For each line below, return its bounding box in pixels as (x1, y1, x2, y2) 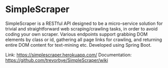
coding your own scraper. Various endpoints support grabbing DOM (5, 31, 148, 37)
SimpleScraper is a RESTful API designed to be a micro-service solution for (5, 20, 163, 26)
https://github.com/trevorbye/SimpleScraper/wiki (5, 57, 108, 63)
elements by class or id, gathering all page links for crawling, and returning (5, 37, 162, 43)
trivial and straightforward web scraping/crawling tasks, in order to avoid (5, 25, 158, 31)
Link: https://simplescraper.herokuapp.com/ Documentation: (5, 52, 132, 58)
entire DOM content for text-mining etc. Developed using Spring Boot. (5, 42, 152, 48)
